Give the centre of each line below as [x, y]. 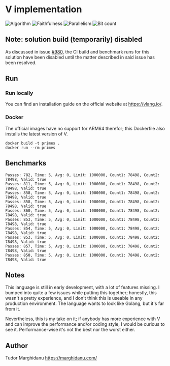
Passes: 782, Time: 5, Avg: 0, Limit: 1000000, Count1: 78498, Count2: [82, 175]
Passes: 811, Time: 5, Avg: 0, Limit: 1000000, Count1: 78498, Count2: [82, 184]
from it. [13, 309]
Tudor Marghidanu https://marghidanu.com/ [51, 358]
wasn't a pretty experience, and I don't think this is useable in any [74, 298]
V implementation [44, 9]
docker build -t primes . [32, 143]
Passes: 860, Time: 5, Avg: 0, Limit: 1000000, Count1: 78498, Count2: [82, 210]
